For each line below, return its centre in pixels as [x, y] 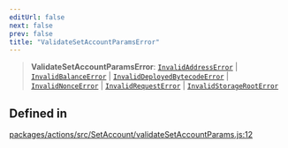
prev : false [31, 33]
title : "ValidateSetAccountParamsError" [85, 42]
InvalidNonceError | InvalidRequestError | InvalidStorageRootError [155, 85]
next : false [31, 26]
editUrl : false [37, 17]
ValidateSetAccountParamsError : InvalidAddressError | [134, 67]
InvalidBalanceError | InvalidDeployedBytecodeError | [130, 77]
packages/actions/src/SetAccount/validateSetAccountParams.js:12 [131, 135]
